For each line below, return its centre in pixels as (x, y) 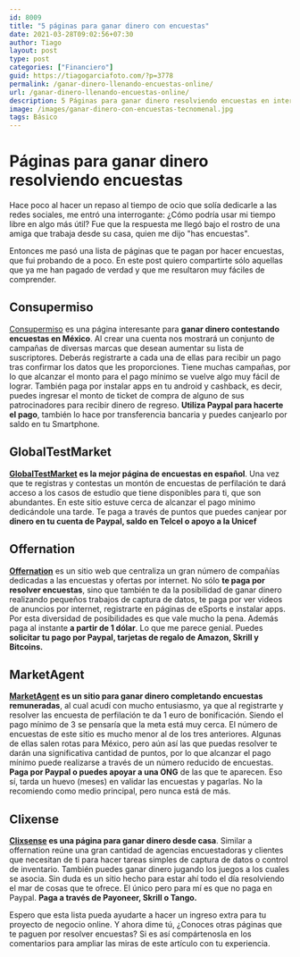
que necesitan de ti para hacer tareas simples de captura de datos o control (149, 860)
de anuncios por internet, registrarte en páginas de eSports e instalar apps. (147, 609)
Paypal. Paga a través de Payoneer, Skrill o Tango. (104, 898)
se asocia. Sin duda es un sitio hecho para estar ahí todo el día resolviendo (147, 879)
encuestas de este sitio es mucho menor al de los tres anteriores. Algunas (145, 735)
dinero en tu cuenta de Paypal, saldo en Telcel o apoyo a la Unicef (133, 521)
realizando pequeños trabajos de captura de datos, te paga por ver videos (146, 599)
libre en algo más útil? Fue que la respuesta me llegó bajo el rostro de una (145, 224)
